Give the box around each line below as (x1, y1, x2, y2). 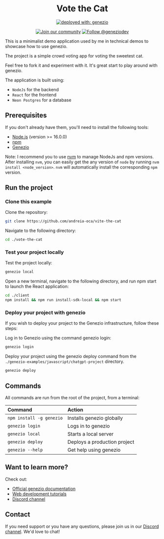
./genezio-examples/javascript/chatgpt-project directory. (5, 359, 124, 364)
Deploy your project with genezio (5, 309, 86, 316)
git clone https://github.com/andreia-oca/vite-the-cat (5, 219, 121, 224)
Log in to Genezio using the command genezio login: (5, 335, 112, 341)
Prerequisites (5, 111, 47, 120)
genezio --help (7, 447, 43, 453)
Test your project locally (5, 249, 64, 256)
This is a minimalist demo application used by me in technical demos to (5, 38, 149, 44)
